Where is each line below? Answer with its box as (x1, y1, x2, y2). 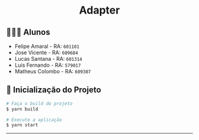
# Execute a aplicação (6, 116, 62, 123)
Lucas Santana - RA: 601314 (14, 56, 82, 62)
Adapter (79, 4, 120, 17)
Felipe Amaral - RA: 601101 (14, 43, 80, 50)
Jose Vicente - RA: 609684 (14, 49, 78, 56)
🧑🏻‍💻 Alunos (6, 27, 50, 37)
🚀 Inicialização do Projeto (6, 85, 102, 95)
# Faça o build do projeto (6, 100, 73, 106)
